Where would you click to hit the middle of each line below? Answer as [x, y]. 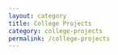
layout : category [38, 16]
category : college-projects [56, 31]
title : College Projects [50, 23]
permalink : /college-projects [59, 38]
